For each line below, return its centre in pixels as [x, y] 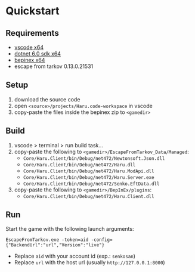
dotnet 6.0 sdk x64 [37, 54]
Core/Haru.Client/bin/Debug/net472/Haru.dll [79, 165]
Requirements [32, 33]
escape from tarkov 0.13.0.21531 [54, 66]
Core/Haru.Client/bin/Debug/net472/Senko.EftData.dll [91, 184]
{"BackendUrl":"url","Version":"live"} [55, 245]
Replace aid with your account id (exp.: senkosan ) [75, 256]
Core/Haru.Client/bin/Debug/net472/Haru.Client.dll [89, 196]
